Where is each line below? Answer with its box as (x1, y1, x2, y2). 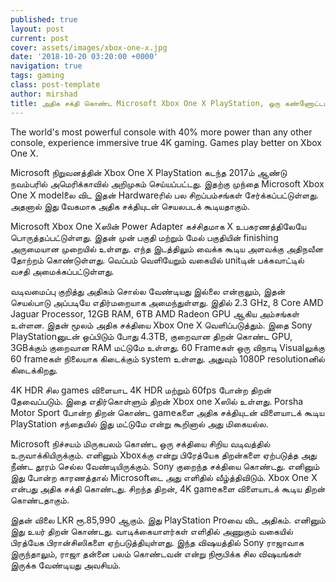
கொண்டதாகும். (10, 494, 70, 506)
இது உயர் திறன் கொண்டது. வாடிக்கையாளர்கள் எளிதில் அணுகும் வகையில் (10, 525, 293, 537)
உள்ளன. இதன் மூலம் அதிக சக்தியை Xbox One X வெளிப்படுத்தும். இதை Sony (10, 319, 313, 331)
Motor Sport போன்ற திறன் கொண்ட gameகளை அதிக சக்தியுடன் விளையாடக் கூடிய (10, 406, 325, 418)
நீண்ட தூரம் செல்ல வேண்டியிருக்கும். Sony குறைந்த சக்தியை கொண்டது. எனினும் (10, 460, 320, 472)
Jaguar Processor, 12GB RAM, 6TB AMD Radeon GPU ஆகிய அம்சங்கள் (10, 307, 300, 320)
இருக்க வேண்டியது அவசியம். (10, 559, 122, 571)
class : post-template (10, 80, 101, 90)
